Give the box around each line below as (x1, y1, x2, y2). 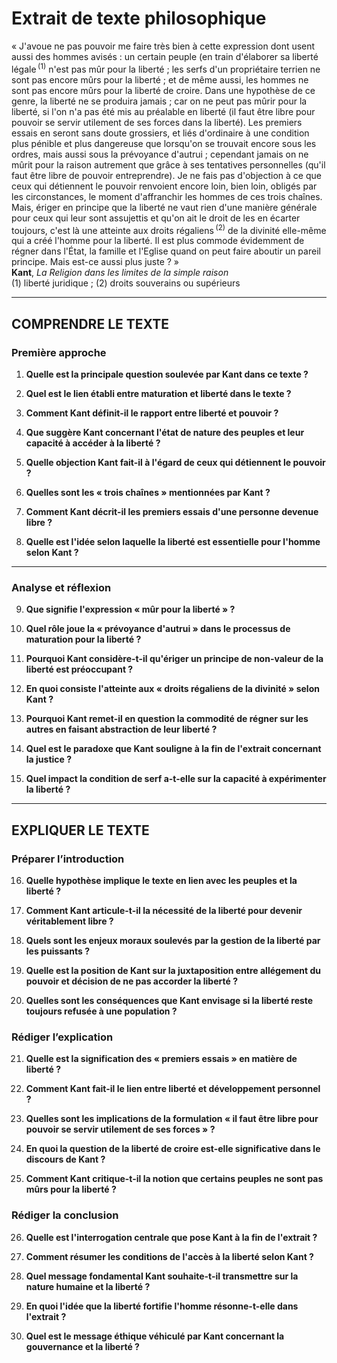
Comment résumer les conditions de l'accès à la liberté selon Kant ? (25, 1250, 314, 1262)
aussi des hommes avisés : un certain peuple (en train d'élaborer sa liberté (11, 50, 319, 62)
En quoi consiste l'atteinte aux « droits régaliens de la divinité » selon (25, 683, 320, 695)
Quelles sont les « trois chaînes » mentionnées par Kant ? (25, 486, 271, 498)
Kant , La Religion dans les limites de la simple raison (11, 267, 229, 279)
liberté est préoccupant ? (25, 663, 134, 676)
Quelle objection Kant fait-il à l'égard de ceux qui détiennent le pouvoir (25, 456, 326, 468)
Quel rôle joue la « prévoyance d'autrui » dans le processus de (25, 623, 291, 635)
